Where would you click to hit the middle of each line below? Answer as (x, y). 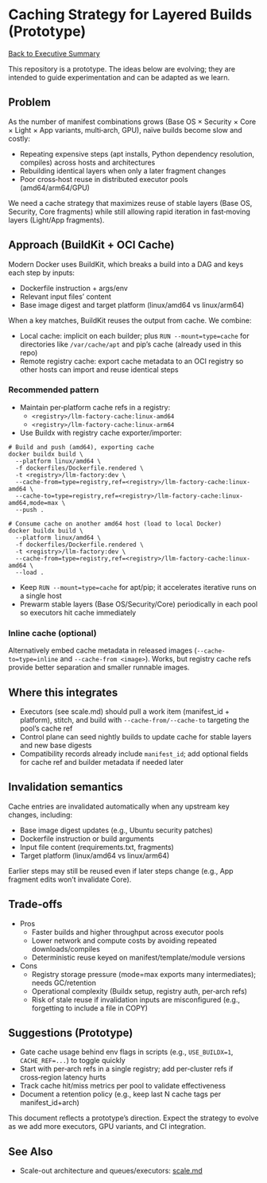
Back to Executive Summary (54, 53)
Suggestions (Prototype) (71, 1032)
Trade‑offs (35, 904)
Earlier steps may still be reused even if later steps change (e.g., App (121, 871)
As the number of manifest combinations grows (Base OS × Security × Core (132, 122)
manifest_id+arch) (49, 1103)
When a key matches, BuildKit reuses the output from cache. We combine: (130, 320)
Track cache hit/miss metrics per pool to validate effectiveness (123, 1086)
